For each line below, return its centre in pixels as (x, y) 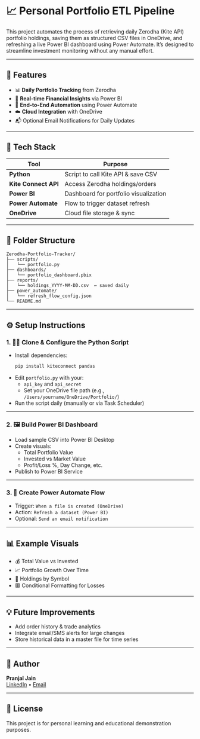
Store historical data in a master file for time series (76, 639)
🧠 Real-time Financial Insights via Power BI (68, 98)
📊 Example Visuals (43, 543)
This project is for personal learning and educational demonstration (89, 723)
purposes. (19, 729)
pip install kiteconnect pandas (55, 367)
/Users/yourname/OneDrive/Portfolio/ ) (71, 396)
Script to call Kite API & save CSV (111, 174)
